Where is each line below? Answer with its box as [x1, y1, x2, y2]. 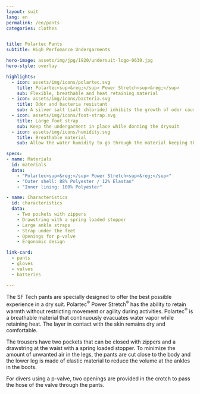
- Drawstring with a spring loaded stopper [17, 216, 127, 223]
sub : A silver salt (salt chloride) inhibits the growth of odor [17, 107, 183, 113]
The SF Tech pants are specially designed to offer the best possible [6, 293, 172, 300]
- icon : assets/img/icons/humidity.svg [11, 129, 111, 135]
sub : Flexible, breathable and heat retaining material [17, 90, 159, 96]
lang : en [6, 14, 28, 20]
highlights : [6, 74, 36, 80]
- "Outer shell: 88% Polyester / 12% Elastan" [17, 178, 135, 184]
